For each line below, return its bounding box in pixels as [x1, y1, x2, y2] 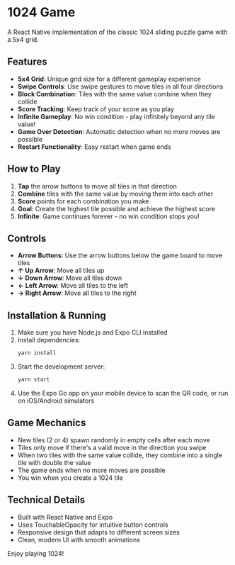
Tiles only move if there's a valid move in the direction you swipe [17, 443, 207, 452]
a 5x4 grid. [7, 35, 39, 43]
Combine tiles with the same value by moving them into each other [17, 189, 214, 198]
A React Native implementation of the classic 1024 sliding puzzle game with [7, 28, 228, 36]
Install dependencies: [17, 336, 81, 345]
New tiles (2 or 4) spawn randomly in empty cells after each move [17, 435, 210, 444]
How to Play [7, 163, 62, 175]
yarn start [17, 376, 50, 384]
